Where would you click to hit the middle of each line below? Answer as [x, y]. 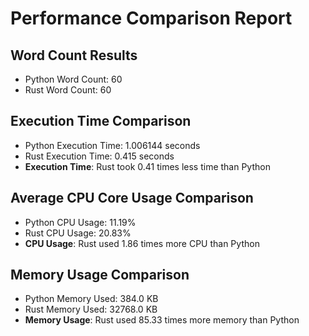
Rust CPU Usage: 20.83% [78, 233]
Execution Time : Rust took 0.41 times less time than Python [147, 166]
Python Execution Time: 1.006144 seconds [112, 145]
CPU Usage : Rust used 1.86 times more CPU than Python [142, 243]
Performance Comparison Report [151, 18]
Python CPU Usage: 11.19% [80, 222]
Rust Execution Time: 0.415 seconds [99, 156]
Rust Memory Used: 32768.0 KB [91, 309]
